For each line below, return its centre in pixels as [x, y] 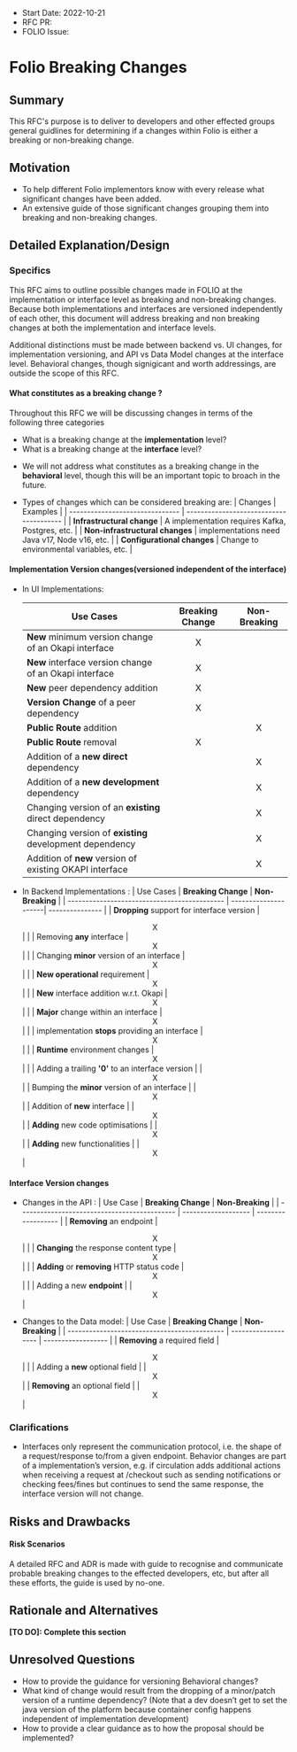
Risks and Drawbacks [70, 1521]
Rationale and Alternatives [84, 1611]
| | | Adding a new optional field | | [84, 1367]
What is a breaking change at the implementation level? [124, 439]
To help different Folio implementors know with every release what [143, 189]
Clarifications [39, 1428]
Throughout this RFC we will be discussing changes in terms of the [131, 413]
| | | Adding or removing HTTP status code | [103, 1267]
